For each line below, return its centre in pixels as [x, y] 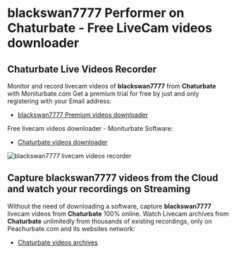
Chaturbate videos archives [58, 242]
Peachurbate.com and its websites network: [71, 228]
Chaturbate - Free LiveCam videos [110, 28]
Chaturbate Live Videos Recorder [82, 69]
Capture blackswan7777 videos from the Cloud [113, 178]
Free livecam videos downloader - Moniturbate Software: [90, 128]
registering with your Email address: [60, 101]
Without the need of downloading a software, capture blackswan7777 [109, 206]
